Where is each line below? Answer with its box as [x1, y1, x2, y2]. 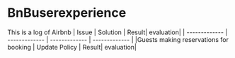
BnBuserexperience [7, 5, 127, 21]
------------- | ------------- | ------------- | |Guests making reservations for [7, 35, 229, 43]
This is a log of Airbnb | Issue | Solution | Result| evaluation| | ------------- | [7, 28, 228, 36]
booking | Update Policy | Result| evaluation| [7, 43, 137, 51]
